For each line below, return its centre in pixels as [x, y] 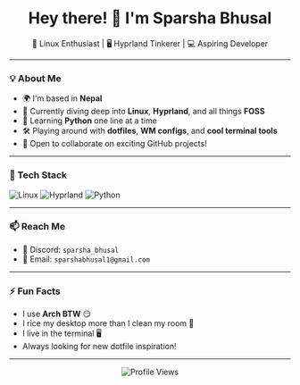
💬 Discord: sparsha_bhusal [71, 249]
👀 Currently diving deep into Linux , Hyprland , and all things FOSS [143, 112]
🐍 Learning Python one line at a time [90, 121]
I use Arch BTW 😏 [57, 314]
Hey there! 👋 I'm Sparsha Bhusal [150, 18]
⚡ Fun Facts [35, 291]
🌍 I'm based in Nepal [62, 98]
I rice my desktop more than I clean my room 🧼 [108, 323]
